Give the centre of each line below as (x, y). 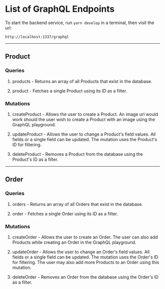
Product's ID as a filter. (35, 159)
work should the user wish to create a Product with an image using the (84, 119)
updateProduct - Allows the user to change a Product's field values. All (84, 134)
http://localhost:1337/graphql (37, 37)
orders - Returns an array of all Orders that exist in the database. (78, 204)
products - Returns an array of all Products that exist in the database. (82, 81)
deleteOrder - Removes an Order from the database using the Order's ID (85, 277)
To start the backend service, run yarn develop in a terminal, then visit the (80, 23)
